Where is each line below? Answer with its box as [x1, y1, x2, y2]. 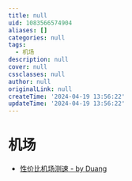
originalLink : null [8, 85, 73, 93]
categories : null [8, 33, 66, 42]
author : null [8, 77, 51, 85]
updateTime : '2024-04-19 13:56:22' [8, 100, 126, 107]
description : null [8, 56, 69, 64]
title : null [8, 11, 47, 20]
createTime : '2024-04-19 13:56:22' [8, 92, 126, 100]
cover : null [8, 63, 47, 71]
